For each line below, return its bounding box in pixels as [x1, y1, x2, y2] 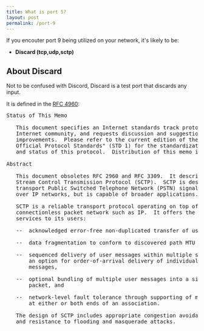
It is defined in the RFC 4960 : [6, 101, 80, 108]
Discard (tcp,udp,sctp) [15, 48, 74, 56]
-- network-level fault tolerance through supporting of [16, 294, 192, 301]
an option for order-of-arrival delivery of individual [29, 258, 199, 264]
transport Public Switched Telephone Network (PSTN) [16, 185, 176, 192]
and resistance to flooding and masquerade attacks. [16, 318, 176, 325]
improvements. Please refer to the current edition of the [16, 136, 199, 143]
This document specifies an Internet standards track [16, 124, 180, 131]
